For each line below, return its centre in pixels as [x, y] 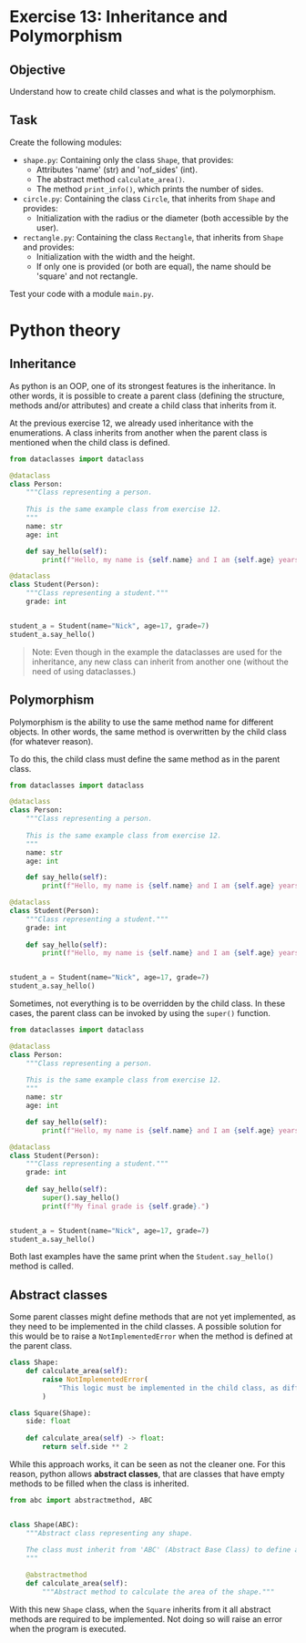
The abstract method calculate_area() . [110, 179]
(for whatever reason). [51, 741]
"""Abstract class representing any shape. [110, 1533]
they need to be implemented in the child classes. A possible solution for [146, 1327]
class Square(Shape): [51, 1413]
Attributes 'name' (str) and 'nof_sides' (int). [117, 169]
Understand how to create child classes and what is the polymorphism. [143, 92]
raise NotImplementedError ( [95, 1379]
